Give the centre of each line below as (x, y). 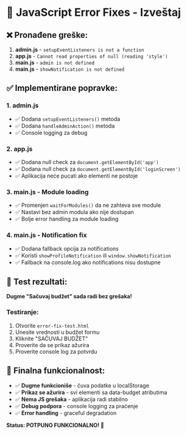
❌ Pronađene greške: (47, 35)
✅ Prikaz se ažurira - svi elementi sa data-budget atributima (91, 392)
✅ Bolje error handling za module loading (67, 219)
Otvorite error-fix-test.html (52, 325)
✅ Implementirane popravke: (62, 88)
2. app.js (19, 149)
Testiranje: (23, 312)
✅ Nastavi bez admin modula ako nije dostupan (74, 212)
